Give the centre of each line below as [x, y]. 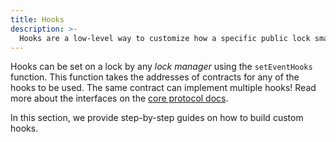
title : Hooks [37, 19]
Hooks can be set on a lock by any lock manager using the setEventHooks [161, 67]
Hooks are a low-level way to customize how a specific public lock [165, 38]
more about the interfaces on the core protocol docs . [119, 98]
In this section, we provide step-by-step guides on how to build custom [157, 118]
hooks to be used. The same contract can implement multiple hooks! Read [163, 88]
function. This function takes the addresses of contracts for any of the [155, 77]
